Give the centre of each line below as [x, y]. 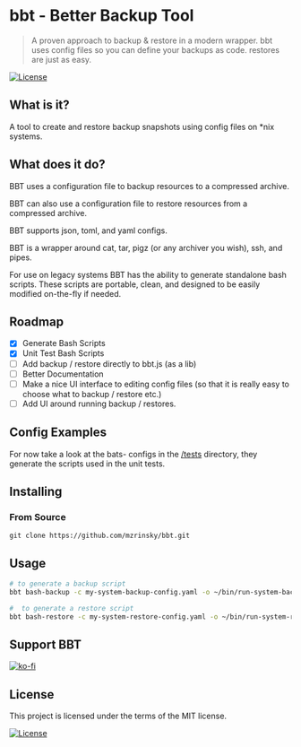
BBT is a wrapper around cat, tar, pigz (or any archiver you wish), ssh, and [146, 248]
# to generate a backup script [68, 584]
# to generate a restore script [72, 608]
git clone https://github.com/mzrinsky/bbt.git [100, 536]
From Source [38, 517]
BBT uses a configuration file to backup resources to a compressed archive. [149, 186]
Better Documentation [63, 374]
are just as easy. [61, 59]
